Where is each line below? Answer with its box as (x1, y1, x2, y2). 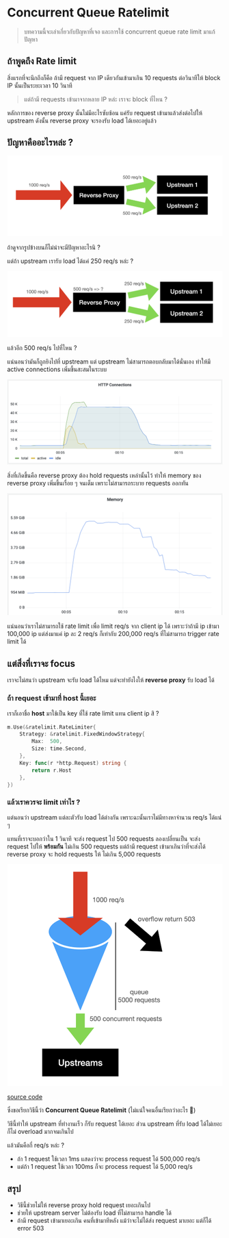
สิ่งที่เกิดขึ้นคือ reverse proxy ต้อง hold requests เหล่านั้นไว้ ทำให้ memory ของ (7, 471, 202, 479)
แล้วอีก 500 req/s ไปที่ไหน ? (7, 344, 77, 352)
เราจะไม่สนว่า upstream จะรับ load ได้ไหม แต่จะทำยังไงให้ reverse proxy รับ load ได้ (7, 676, 215, 684)
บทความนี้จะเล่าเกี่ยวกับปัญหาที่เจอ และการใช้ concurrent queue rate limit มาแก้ (23, 27, 215, 36)
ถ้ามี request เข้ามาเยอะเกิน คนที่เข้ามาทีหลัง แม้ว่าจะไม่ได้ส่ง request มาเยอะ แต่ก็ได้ (16, 1217, 212, 1225)
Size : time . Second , (31, 745, 87, 753)
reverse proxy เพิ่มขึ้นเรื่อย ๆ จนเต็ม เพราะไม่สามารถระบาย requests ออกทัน (7, 479, 189, 487)
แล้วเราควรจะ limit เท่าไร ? (7, 798, 81, 807)
